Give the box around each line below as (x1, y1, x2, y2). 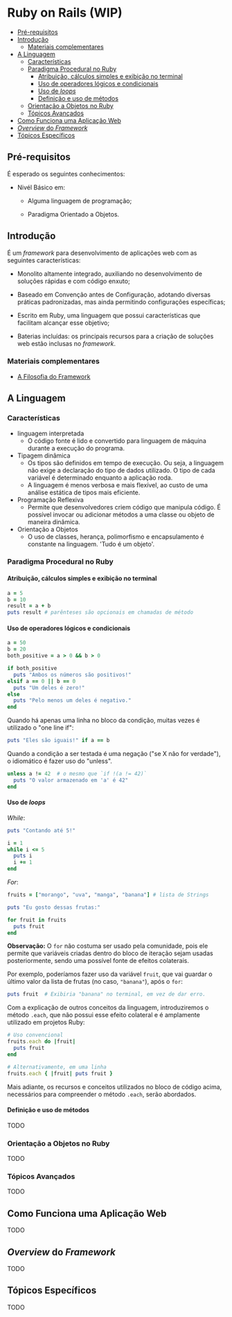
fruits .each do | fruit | (7, 1038, 76, 1046)
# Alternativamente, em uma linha (7, 1064, 107, 1071)
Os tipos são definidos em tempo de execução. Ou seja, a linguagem (27, 458, 224, 467)
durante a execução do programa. (27, 444, 125, 452)
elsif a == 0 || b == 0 (7, 678, 76, 685)
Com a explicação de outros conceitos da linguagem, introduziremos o (7, 1003, 209, 1012)
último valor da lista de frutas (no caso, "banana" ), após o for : (7, 978, 184, 986)
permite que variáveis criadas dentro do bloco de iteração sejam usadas (7, 949, 213, 957)
